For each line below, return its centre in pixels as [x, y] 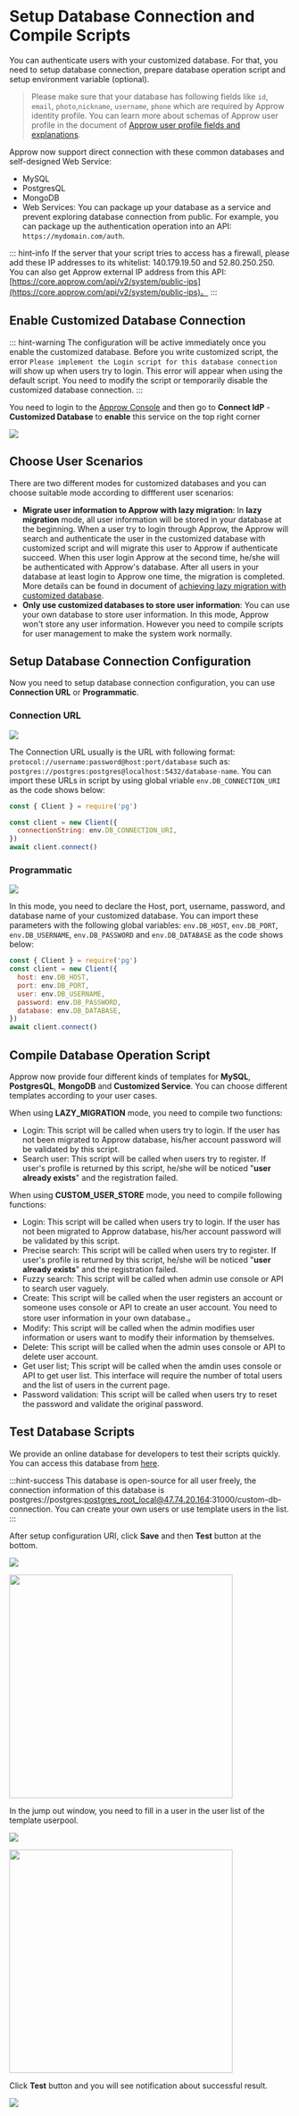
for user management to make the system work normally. [127, 633]
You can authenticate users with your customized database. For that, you [144, 60]
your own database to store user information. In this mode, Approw [145, 614]
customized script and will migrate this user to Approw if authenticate [150, 548]
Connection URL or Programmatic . [74, 692]
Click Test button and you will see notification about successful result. [138, 2086]
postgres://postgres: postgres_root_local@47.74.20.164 [109, 1499]
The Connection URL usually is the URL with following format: [122, 752]
